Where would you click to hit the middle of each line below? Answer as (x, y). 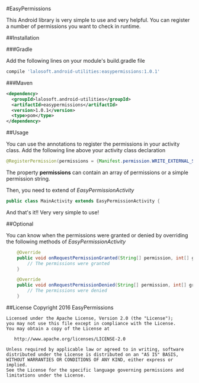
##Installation (23, 38)
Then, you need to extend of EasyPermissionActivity (70, 190)
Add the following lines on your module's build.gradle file (76, 61)
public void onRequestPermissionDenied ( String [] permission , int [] (102, 285)
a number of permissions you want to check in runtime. (73, 26)
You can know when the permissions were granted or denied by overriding (97, 235)
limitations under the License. (46, 375)
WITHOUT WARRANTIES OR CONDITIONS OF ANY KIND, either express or (90, 360)
